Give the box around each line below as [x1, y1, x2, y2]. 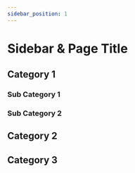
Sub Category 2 [7, 108, 62, 118]
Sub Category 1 [7, 89, 61, 99]
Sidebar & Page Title [7, 40, 128, 56]
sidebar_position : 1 [7, 10, 68, 18]
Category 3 [7, 154, 58, 166]
